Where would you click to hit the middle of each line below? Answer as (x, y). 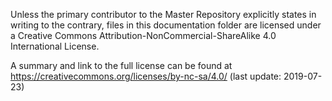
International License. (55, 46)
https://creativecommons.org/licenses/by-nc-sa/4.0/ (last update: (146, 76)
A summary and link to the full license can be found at (121, 65)
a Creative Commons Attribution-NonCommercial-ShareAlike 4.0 (143, 35)
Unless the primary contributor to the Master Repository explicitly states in (163, 14)
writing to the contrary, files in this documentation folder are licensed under (166, 25)
